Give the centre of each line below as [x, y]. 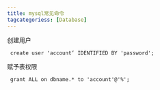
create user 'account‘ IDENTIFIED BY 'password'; [82, 53]
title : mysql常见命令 [36, 13]
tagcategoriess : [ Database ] [47, 20]
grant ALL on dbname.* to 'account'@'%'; [70, 79]
